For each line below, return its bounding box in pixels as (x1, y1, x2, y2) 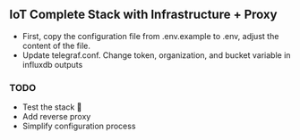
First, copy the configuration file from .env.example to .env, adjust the (21, 30, 279, 41)
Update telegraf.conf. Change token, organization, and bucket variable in (21, 49, 291, 61)
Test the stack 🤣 (21, 102, 82, 112)
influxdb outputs (21, 59, 83, 70)
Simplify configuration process (21, 120, 136, 132)
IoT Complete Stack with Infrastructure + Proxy (9, 7, 278, 22)
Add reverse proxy (21, 111, 91, 122)
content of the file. (21, 40, 91, 51)
